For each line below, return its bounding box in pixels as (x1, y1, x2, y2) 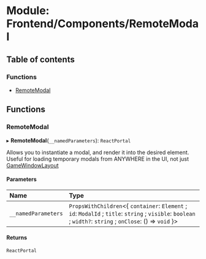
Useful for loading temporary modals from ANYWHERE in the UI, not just (6, 155, 189, 163)
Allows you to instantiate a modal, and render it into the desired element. (6, 149, 189, 156)
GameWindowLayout (6, 161, 59, 169)
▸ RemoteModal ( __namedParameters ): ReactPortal (6, 136, 131, 144)
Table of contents (6, 54, 75, 64)
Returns (6, 234, 28, 241)
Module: (6, 4, 50, 18)
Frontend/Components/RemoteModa (6, 17, 199, 31)
